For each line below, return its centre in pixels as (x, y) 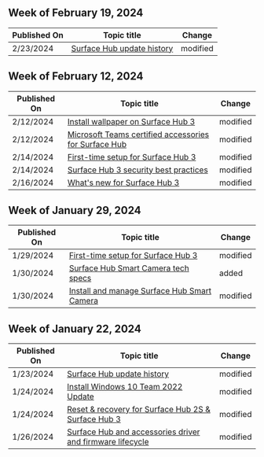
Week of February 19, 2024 (76, 13)
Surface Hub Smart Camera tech (129, 268)
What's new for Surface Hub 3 (123, 182)
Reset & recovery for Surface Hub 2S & (138, 410)
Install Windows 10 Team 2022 (125, 387)
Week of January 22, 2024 (75, 328)
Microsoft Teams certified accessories (138, 135)
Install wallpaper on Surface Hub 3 (131, 121)
